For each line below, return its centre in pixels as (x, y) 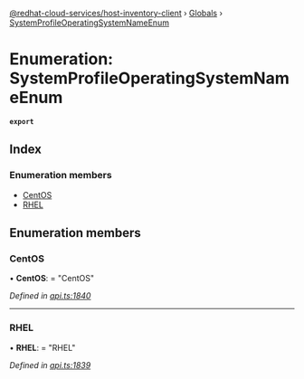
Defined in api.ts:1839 (50, 365)
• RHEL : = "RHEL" (43, 347)
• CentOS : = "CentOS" (52, 279)
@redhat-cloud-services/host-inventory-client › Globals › (116, 13)
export (22, 121)
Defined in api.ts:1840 (50, 296)
